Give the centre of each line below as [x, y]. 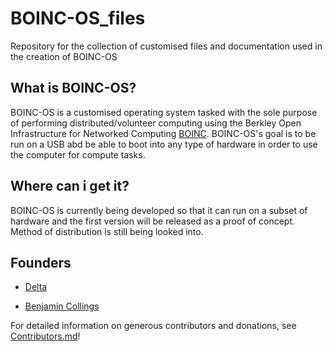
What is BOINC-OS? [73, 88]
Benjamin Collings [62, 306]
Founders [41, 262]
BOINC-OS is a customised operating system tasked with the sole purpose [164, 112]
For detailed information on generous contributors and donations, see [153, 326]
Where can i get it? [70, 186]
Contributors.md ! [45, 336]
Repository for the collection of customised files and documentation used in [166, 46]
